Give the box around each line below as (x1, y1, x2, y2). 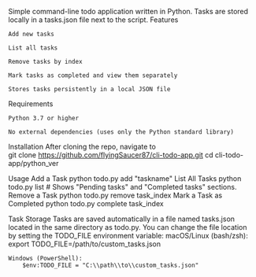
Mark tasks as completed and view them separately (8, 72, 178, 79)
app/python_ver (8, 159, 59, 168)
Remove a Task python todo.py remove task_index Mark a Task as (8, 190, 223, 200)
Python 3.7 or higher (8, 114, 80, 122)
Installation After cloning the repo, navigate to (8, 142, 156, 151)
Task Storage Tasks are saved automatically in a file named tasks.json (8, 214, 235, 223)
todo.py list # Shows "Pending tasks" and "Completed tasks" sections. (8, 183, 237, 191)
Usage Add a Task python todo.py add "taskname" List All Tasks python (8, 174, 242, 183)
